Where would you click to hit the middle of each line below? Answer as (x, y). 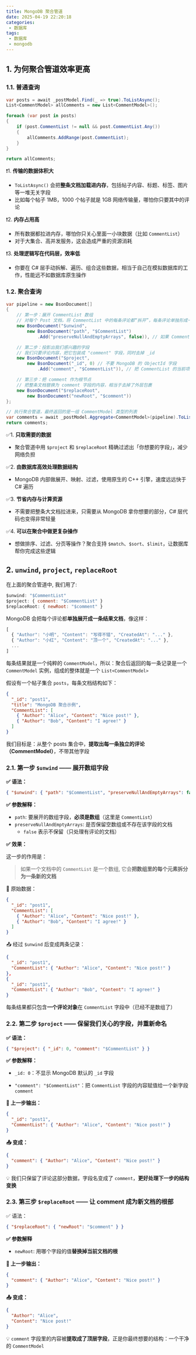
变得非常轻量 (40, 519)
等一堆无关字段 (32, 192)
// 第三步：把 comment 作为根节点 (54, 380)
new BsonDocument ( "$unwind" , (52, 326)
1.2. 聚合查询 (24, 292)
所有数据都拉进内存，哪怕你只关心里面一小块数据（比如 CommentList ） (99, 234)
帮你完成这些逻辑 (35, 551)
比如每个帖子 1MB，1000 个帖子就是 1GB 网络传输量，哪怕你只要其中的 (99, 200)
